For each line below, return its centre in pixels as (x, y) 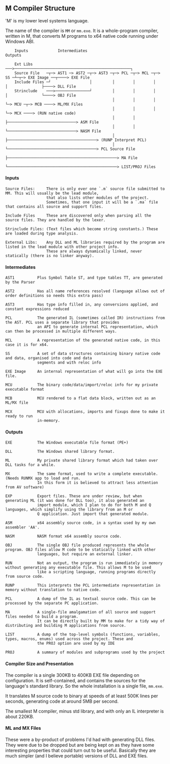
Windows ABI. (20, 41)
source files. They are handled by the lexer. (55, 220)
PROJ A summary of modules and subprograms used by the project (85, 652)
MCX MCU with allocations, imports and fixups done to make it (85, 412)
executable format (25, 390)
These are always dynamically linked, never (94, 251)
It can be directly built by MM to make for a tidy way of (101, 621)
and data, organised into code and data (49, 358)
